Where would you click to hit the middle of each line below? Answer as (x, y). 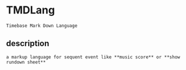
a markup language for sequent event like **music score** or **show (93, 57)
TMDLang (31, 10)
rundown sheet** (26, 62)
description (28, 43)
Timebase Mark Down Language (42, 26)
